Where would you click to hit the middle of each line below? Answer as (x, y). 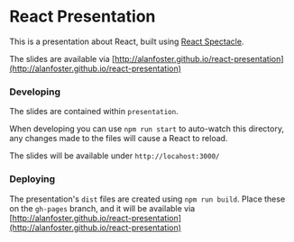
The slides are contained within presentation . (94, 112)
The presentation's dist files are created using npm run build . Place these (147, 199)
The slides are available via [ (62, 58)
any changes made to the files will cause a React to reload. (119, 139)
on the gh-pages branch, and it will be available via (102, 208)
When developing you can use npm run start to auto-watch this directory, (147, 129)
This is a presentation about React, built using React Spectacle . (127, 41)
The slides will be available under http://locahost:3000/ (115, 156)
